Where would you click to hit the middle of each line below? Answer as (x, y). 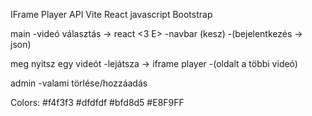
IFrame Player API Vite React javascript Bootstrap (111, 14)
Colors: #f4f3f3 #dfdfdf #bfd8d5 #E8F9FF (97, 102)
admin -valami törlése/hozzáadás (79, 83)
